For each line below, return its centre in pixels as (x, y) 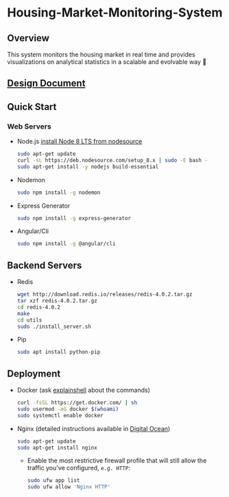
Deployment (34, 374)
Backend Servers (45, 265)
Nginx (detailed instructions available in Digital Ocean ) (94, 428)
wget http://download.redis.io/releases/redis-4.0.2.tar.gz (105, 295)
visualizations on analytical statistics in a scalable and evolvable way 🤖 (107, 62)
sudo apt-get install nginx (57, 448)
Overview (28, 38)
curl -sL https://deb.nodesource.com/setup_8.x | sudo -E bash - (112, 160)
